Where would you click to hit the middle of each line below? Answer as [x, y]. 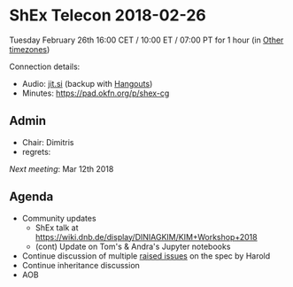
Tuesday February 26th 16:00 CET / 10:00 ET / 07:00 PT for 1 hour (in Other [146, 40]
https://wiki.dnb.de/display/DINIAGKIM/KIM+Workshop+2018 [146, 237]
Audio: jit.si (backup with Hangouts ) [87, 83]
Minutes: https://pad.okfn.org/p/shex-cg [96, 93]
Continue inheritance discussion [81, 265]
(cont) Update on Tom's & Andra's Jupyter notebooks [133, 246]
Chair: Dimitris [48, 142]
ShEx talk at [57, 228]
